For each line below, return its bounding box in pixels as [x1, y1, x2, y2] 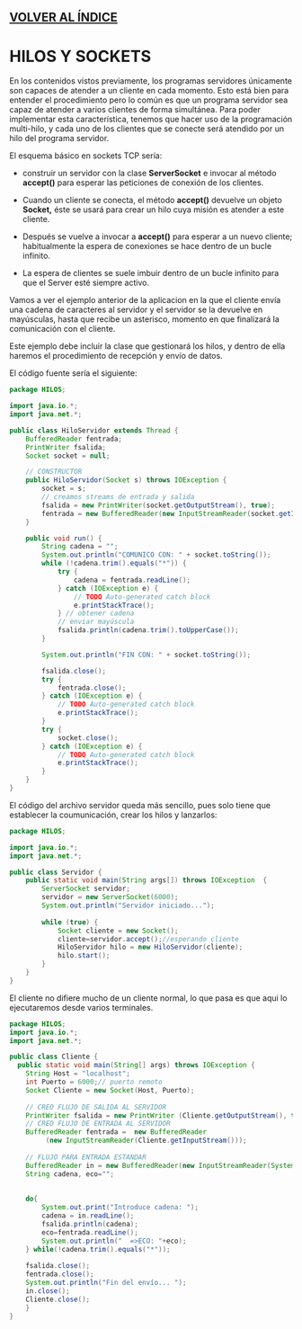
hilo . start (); [57, 951, 111, 960]
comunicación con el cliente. [9, 324, 116, 334]
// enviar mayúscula [57, 618, 135, 627]
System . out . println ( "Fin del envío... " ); [25, 1279, 187, 1288]
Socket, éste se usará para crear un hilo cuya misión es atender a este [22, 204, 285, 215]
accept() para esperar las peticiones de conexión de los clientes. [22, 177, 264, 188]
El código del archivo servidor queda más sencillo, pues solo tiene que [9, 799, 271, 810]
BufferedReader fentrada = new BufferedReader [25, 1128, 207, 1137]
